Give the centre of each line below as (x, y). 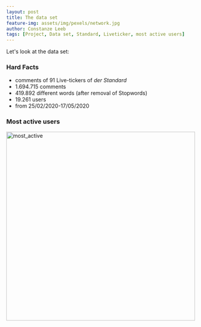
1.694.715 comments (40, 87)
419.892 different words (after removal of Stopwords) (81, 93)
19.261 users (30, 100)
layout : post (23, 12)
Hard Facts (23, 67)
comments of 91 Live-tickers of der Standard (71, 80)
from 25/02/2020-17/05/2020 (52, 106)
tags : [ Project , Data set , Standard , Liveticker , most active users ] (96, 34)
